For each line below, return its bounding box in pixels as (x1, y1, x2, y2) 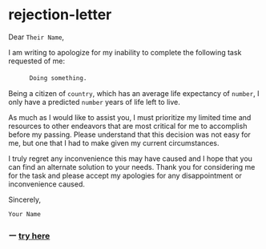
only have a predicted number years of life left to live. (8, 97, 180, 106)
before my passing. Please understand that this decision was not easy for (8, 130, 251, 139)
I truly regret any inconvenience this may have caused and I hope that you (8, 154, 252, 163)
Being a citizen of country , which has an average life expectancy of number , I (8, 88, 260, 98)
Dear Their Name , (8, 32, 65, 42)
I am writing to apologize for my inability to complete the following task (8, 47, 242, 57)
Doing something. (29, 74, 87, 82)
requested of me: (8, 56, 66, 66)
